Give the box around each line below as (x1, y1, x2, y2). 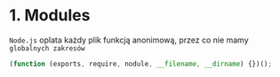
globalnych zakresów (9, 43, 86, 53)
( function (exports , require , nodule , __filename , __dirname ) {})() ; (9, 59, 273, 68)
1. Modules (9, 5, 91, 26)
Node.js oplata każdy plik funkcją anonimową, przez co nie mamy (9, 35, 249, 45)
